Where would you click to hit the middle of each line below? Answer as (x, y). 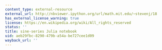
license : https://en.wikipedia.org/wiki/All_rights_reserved (68, 23)
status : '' (16, 27)
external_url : (19, 14)
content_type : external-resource (39, 9)
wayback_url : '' (21, 40)
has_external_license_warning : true (42, 18)
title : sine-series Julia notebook (41, 31)
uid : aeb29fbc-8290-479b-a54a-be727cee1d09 (50, 36)
